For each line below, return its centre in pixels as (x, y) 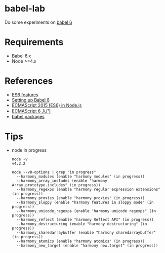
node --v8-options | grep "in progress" (54, 172)
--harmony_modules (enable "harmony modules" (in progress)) (81, 176)
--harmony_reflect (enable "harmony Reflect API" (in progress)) (85, 219)
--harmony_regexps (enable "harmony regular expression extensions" (88, 189)
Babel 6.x (21, 56)
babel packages (28, 116)
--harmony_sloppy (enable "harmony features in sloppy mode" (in (85, 202)
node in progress (29, 150)
